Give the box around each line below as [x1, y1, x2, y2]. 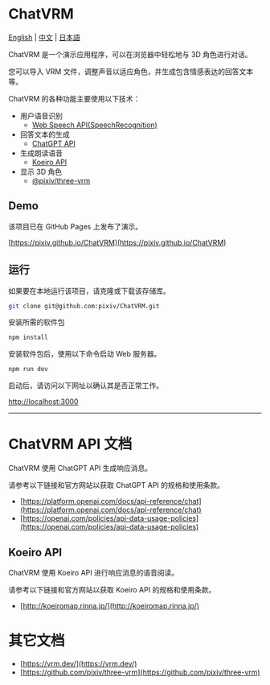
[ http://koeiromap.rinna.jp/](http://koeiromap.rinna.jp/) [19, 600, 199, 610]
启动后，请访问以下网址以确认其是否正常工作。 [8, 381, 163, 390]
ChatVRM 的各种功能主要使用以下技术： [8, 93, 141, 103]
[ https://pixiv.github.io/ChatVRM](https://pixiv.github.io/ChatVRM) [8, 237, 227, 247]
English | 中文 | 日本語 [8, 32, 80, 42]
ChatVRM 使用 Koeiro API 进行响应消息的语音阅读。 [8, 567, 179, 577]
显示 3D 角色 [19, 167, 63, 176]
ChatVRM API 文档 [8, 435, 133, 453]
